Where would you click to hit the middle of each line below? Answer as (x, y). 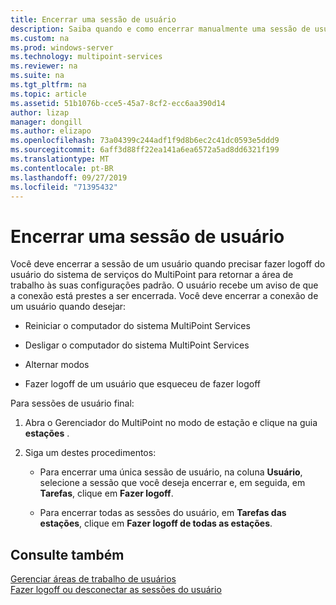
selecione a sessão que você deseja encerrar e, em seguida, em (172, 483)
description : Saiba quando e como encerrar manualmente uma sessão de (160, 29)
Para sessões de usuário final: (72, 403)
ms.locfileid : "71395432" (64, 187)
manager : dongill (46, 122)
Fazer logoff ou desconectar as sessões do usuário (116, 590)
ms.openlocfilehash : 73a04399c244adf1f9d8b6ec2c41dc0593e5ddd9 (145, 141)
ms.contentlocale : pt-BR (62, 168)
